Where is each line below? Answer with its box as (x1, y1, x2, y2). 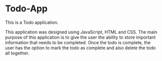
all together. (5, 50, 30, 56)
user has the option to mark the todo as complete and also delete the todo (5, 45, 156, 51)
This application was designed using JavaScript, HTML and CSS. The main (5, 29, 158, 35)
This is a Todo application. (5, 19, 59, 25)
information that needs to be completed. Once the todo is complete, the (5, 39, 151, 45)
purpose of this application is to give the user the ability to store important (5, 34, 156, 40)
